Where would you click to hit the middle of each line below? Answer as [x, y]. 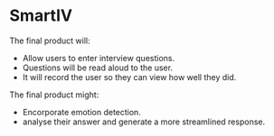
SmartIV [41, 16]
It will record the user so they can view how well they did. [129, 77]
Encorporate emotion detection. [82, 112]
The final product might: [54, 95]
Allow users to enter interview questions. [99, 58]
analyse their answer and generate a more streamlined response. [143, 122]
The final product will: [50, 41]
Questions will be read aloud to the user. [98, 68]
